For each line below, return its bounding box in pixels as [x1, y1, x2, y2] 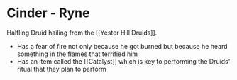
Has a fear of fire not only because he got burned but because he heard [16, 42, 228, 50]
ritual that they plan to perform [16, 64, 107, 73]
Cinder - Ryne [6, 5, 90, 21]
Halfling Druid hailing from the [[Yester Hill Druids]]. [6, 28, 158, 37]
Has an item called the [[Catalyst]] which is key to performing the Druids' [16, 57, 231, 65]
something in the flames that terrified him [16, 50, 138, 58]
